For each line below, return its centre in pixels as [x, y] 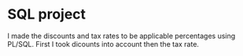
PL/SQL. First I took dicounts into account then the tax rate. [103, 44]
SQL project [47, 14]
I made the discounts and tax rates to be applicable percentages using [121, 36]
